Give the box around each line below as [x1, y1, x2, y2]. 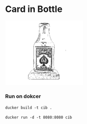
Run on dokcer [5, 93, 41, 100]
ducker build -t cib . [5, 105, 52, 110]
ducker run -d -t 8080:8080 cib [5, 115, 72, 120]
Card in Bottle [5, 3, 63, 15]
